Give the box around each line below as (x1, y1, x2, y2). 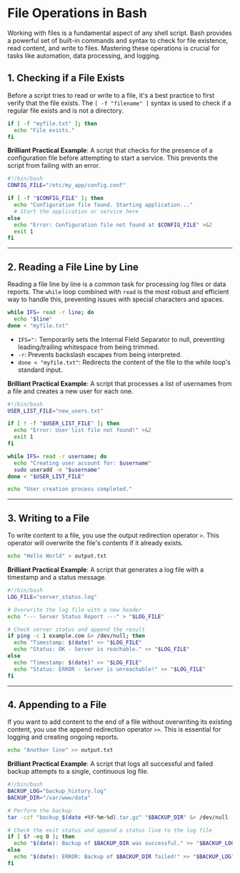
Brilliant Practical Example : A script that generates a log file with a (7, 565, 204, 574)
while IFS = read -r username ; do (7, 453, 107, 460)
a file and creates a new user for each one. (7, 387, 134, 395)
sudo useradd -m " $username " (14, 466, 101, 473)
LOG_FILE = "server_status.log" (7, 593, 98, 600)
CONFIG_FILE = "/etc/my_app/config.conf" (7, 182, 126, 189)
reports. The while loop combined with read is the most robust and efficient (7, 288, 229, 296)
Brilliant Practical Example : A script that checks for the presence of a (7, 146, 213, 155)
